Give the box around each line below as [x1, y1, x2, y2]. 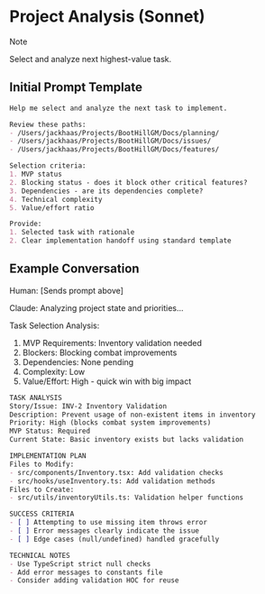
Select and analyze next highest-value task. [9, 53, 172, 64]
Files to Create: [9, 485, 75, 494]
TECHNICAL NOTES [9, 551, 70, 560]
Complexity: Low [22, 366, 86, 377]
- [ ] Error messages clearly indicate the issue [9, 526, 200, 535]
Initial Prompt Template [9, 79, 142, 96]
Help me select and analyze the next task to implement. [9, 104, 228, 113]
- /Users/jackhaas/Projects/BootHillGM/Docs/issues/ [9, 137, 212, 146]
